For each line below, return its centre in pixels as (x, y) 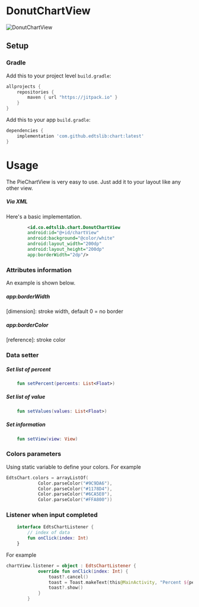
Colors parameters (34, 454)
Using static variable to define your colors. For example (73, 467)
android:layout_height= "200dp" (66, 250)
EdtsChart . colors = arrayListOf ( (47, 477)
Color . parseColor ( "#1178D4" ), (75, 489)
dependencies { (25, 131)
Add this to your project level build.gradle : (59, 76)
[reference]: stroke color (36, 340)
